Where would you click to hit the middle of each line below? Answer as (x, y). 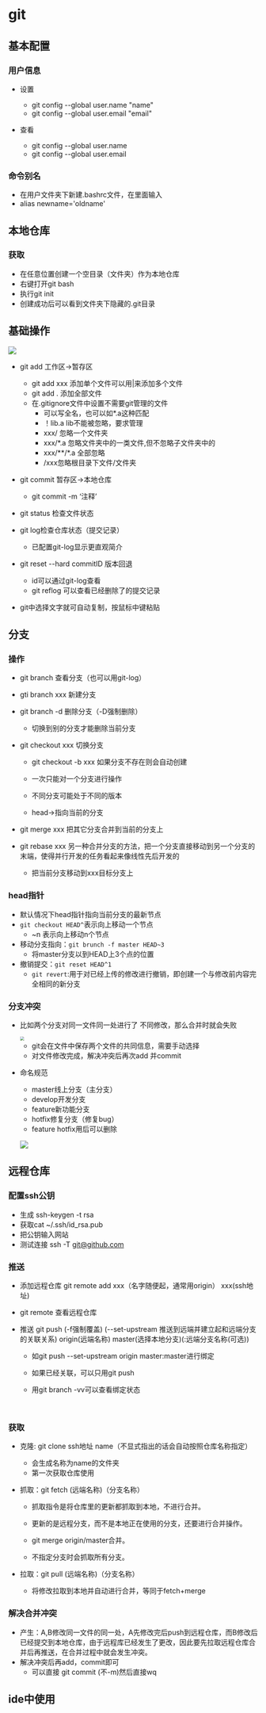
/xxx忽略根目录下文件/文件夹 (90, 462)
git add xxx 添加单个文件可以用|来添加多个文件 (107, 383)
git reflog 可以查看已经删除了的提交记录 (96, 590)
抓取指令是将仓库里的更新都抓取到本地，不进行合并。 (118, 1507)
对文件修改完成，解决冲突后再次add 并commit (106, 1055)
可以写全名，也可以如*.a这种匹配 (96, 413)
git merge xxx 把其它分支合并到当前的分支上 (91, 829)
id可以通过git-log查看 (66, 580)
